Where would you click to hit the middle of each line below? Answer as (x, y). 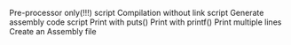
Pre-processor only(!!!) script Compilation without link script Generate (137, 13)
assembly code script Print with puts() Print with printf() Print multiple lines (145, 22)
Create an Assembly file (53, 31)
